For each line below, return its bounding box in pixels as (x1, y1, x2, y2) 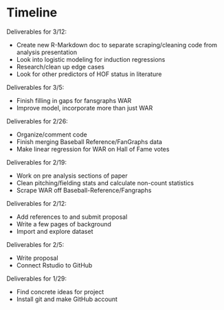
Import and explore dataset (16, 227, 93, 235)
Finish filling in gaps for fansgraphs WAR (16, 96, 132, 104)
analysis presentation (16, 48, 77, 56)
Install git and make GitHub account (16, 295, 118, 303)
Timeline (6, 5, 58, 21)
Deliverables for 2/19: (6, 158, 67, 166)
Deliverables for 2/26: (6, 117, 68, 125)
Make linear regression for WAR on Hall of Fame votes (16, 145, 170, 153)
